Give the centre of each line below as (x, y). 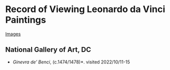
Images (13, 34)
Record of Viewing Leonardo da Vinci (85, 9)
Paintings (26, 20)
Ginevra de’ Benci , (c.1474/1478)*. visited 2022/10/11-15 (71, 62)
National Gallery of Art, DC (48, 50)
